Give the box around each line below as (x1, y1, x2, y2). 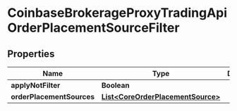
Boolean (101, 81, 130, 90)
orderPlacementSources (11, 92, 95, 101)
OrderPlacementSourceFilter (7, 20, 180, 36)
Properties (7, 48, 55, 60)
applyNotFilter (11, 81, 61, 90)
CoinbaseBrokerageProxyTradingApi (7, 5, 228, 21)
